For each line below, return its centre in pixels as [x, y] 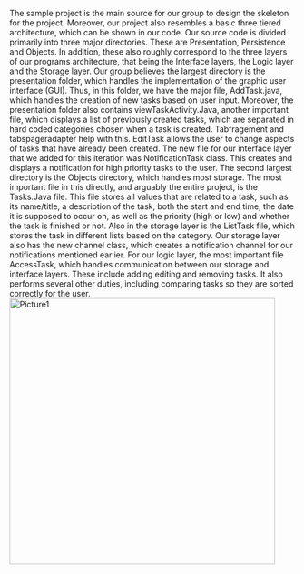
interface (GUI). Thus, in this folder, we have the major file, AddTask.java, [146, 91]
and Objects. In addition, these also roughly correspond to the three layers [148, 52]
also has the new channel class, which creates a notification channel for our [151, 245]
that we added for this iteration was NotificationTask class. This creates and [151, 158]
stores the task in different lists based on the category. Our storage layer [145, 235]
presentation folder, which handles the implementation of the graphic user [148, 81]
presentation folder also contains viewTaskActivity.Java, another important [149, 110]
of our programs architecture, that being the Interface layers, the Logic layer [152, 61]
